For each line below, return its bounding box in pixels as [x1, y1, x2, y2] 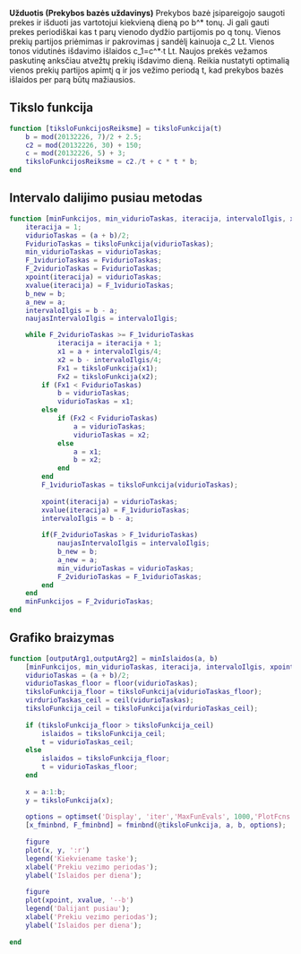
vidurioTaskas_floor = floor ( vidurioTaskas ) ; [25, 679, 199, 689]
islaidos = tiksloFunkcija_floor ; [41, 754, 170, 763]
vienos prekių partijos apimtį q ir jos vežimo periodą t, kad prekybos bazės [9, 65, 284, 75]
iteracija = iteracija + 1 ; [56, 339, 163, 348]
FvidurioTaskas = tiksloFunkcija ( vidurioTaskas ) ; [25, 239, 215, 248]
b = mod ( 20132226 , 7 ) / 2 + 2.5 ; [25, 132, 142, 142]
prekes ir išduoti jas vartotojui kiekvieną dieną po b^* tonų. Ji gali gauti [9, 17, 270, 28]
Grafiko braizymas [9, 630, 115, 646]
